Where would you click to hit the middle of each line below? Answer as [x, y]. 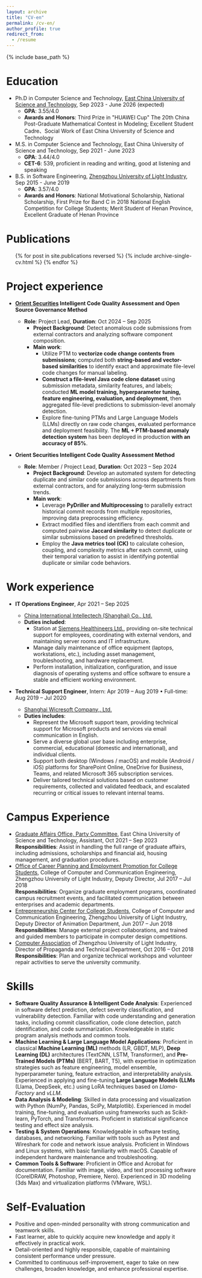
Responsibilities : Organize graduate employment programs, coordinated [105, 891]
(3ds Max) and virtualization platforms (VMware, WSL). [83, 1183]
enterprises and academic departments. [65, 904]
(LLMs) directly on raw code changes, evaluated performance [119, 424]
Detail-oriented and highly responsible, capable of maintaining [93, 1249]
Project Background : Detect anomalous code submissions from [112, 328]
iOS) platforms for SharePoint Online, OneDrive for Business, [108, 767]
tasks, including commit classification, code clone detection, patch [98, 1022]
